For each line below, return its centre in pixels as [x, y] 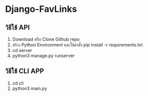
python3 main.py [30, 88]
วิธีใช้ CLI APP [25, 71]
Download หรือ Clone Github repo [46, 39]
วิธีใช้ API [17, 27]
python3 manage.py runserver [43, 56]
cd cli [18, 83]
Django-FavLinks [41, 9]
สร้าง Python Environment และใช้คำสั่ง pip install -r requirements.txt [77, 45]
